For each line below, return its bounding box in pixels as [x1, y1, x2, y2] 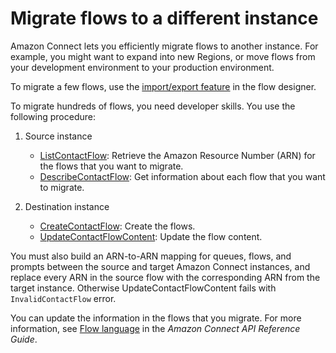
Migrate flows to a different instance [10, 7, 319, 30]
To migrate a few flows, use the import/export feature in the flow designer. [10, 80, 317, 92]
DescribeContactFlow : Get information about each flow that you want [39, 170, 326, 182]
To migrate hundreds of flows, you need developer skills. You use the [10, 100, 296, 112]
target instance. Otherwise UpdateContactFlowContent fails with [10, 282, 277, 294]
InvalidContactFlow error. [10, 292, 117, 304]
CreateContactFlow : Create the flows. [39, 220, 196, 232]
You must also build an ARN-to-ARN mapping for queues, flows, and [10, 250, 292, 262]
